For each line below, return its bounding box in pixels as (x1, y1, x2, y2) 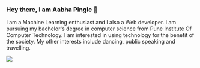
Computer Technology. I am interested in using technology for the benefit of (6, 32, 195, 39)
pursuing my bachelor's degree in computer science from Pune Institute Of (6, 25, 192, 32)
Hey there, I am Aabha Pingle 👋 (6, 5, 98, 14)
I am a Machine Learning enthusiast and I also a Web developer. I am (6, 19, 177, 26)
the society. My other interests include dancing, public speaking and (6, 38, 175, 45)
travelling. (6, 44, 31, 51)
